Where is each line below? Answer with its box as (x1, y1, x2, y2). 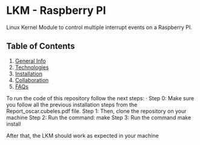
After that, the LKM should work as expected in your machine (6, 132, 159, 139)
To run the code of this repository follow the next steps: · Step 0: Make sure (6, 94, 195, 101)
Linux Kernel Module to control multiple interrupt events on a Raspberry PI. (6, 24, 192, 31)
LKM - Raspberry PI (6, 4, 106, 18)
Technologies (15, 63, 50, 71)
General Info (15, 57, 47, 64)
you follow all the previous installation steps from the (6, 101, 138, 108)
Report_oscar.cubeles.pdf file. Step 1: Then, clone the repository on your (6, 107, 187, 115)
